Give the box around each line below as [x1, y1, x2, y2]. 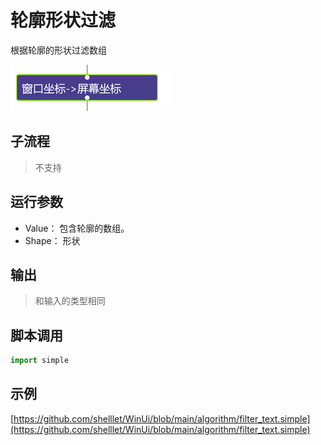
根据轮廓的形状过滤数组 [10, 44, 107, 56]
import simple [10, 356, 70, 366]
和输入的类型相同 [34, 295, 106, 307]
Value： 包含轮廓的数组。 [24, 222, 130, 234]
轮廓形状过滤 [10, 9, 117, 32]
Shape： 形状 [24, 234, 81, 246]
